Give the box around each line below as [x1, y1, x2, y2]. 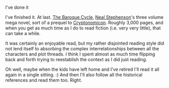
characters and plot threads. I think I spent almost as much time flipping [5, 51, 155, 57]
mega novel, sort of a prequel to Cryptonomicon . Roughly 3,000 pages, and [5, 20, 163, 25]
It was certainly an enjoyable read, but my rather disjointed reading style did [5, 40, 164, 46]
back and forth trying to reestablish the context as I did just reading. [5, 56, 147, 63]
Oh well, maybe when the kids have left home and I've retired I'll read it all [5, 66, 160, 72]
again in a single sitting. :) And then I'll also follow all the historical [5, 72, 143, 78]
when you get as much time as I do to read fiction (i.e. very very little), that [5, 25, 161, 31]
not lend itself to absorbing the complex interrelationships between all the [5, 46, 159, 51]
